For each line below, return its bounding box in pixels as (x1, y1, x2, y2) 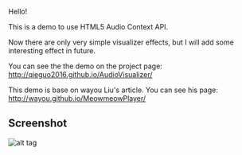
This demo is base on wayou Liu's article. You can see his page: (8, 85, 219, 95)
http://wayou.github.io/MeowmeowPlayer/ (8, 94, 146, 103)
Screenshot (8, 117, 68, 130)
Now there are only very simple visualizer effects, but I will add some (8, 37, 235, 47)
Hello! (8, 7, 28, 16)
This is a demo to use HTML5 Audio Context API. (8, 22, 169, 31)
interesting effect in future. (8, 46, 96, 55)
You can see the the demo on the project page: (8, 61, 163, 71)
